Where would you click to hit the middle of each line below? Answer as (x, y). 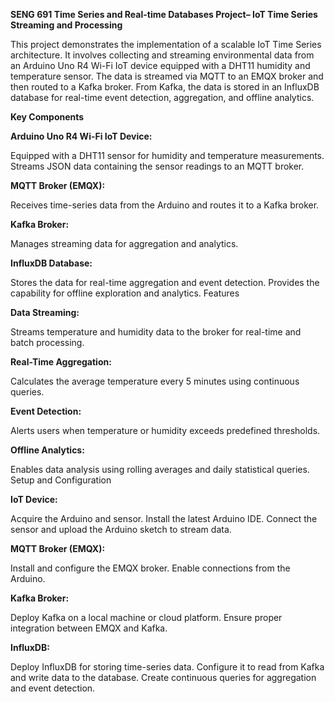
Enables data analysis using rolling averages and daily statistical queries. (160, 469)
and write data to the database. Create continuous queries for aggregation (163, 677)
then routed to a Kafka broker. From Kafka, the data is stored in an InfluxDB (165, 87)
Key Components (47, 117)
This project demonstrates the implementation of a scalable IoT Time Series (166, 44)
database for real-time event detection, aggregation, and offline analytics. (162, 97)
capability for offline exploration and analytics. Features (125, 293)
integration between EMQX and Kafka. (89, 628)
